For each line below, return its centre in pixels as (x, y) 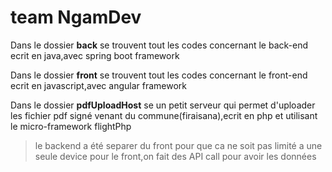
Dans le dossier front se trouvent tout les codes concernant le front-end (159, 75)
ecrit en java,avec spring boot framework (95, 55)
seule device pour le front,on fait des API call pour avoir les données (175, 156)
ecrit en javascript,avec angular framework (98, 85)
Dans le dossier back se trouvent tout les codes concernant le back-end (159, 45)
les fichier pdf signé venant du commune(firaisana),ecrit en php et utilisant (164, 115)
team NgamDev (76, 17)
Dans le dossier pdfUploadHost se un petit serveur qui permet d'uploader (163, 105)
